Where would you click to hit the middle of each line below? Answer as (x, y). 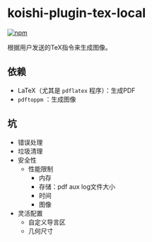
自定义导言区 (47, 222)
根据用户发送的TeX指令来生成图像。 (59, 47)
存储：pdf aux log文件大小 (77, 187)
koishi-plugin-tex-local (77, 13)
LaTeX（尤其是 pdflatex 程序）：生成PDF (76, 90)
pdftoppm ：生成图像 (47, 99)
